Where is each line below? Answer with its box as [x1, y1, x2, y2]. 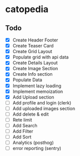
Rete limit [12, 117, 32, 123]
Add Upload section [12, 94, 54, 100]
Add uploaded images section [12, 105, 75, 112]
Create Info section [12, 71, 53, 77]
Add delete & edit [12, 111, 49, 117]
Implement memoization [12, 88, 63, 94]
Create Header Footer [12, 37, 58, 43]
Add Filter [12, 128, 33, 134]
